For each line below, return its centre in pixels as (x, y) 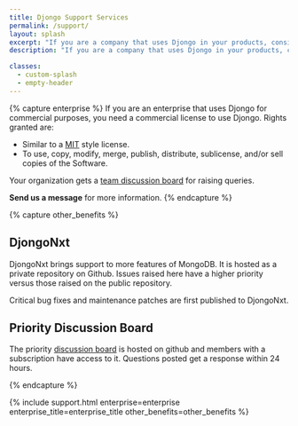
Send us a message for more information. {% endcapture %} (121, 197)
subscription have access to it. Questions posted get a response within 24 (145, 359)
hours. (21, 368)
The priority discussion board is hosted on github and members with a (137, 349)
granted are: (32, 127)
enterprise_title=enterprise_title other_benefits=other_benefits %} (129, 412)
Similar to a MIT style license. (76, 144)
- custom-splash (47, 75)
